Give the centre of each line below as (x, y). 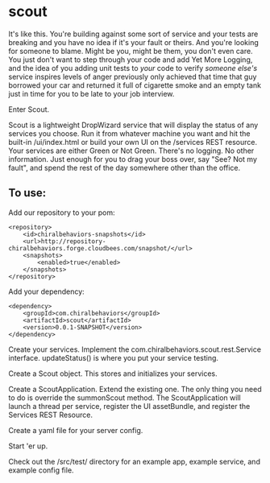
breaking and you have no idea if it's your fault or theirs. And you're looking (134, 42)
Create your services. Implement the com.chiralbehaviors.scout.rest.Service (135, 349)
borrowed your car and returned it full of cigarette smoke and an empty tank (135, 85)
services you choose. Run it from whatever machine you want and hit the (130, 133)
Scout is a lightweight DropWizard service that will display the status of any (133, 125)
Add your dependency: (46, 291)
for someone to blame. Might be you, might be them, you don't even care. (131, 51)
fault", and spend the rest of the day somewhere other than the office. (125, 167)
